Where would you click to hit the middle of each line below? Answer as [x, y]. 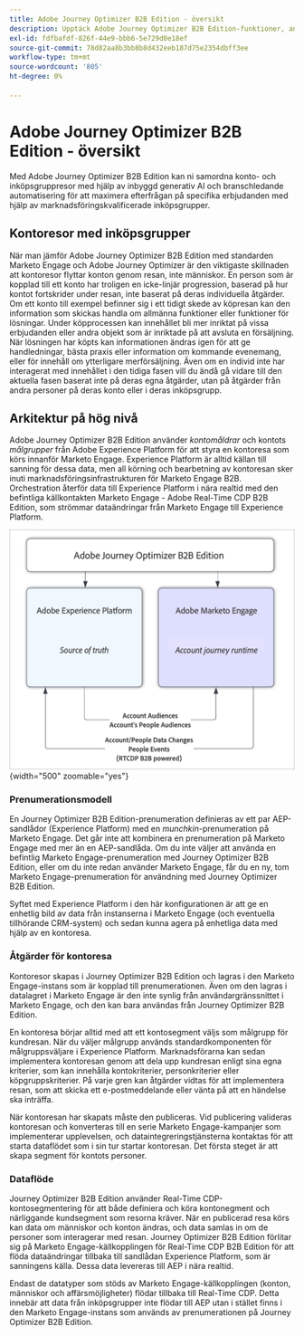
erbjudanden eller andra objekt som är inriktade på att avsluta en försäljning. [152, 332]
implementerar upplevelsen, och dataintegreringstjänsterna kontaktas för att [151, 1136]
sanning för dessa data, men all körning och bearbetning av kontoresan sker [152, 469]
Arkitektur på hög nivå [74, 418]
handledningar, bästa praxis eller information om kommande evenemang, [146, 351]
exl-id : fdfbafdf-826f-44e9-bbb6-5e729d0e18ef [99, 38]
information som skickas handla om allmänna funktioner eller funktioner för [149, 313]
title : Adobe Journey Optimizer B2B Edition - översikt [117, 19]
